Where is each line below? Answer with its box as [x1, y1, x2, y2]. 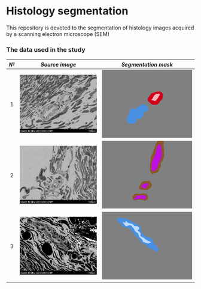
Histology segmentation [6, 4, 129, 18]
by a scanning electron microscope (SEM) [6, 30, 109, 37]
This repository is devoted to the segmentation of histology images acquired [6, 24, 194, 31]
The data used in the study [6, 45, 86, 53]
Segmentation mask [121, 61, 173, 68]
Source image [41, 61, 77, 68]
